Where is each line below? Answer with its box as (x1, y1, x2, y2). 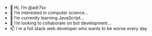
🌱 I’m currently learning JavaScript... (9, 15, 85, 20)
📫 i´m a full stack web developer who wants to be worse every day (9, 26, 148, 31)
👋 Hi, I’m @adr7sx (9, 5, 46, 10)
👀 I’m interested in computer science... (9, 10, 89, 16)
